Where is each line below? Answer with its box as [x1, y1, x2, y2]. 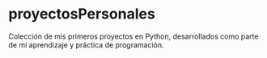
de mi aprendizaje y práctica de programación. [8, 39, 164, 49]
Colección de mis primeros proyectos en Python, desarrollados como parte [8, 31, 259, 41]
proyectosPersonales [8, 5, 155, 23]
